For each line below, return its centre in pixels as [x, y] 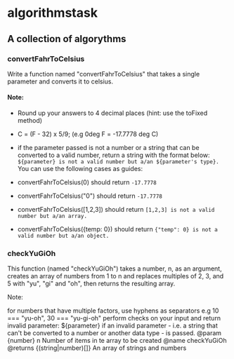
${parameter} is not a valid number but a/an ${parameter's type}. [118, 162]
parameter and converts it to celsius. [60, 81]
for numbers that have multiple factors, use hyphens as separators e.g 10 [113, 311]
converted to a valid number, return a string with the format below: [113, 155]
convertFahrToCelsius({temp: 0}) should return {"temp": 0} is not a [117, 229]
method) [30, 121]
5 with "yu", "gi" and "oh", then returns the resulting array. [91, 284]
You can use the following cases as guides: [80, 169]
